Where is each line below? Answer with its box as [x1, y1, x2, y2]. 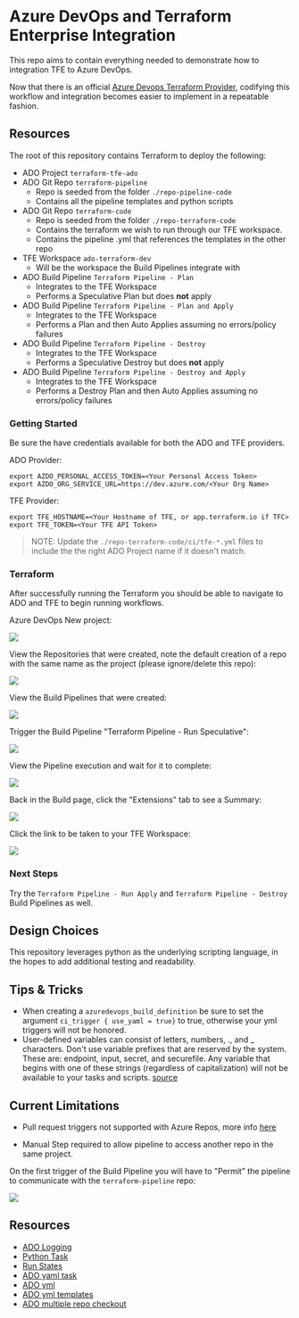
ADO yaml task [21, 1270, 78, 1281]
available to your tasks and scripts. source [21, 1073, 179, 1083]
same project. [21, 1148, 73, 1159]
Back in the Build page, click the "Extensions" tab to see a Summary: [9, 794, 262, 805]
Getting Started [9, 417, 78, 429]
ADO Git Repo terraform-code [21, 205, 132, 216]
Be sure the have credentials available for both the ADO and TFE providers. [9, 437, 286, 448]
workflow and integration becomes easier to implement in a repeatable [9, 91, 270, 102]
